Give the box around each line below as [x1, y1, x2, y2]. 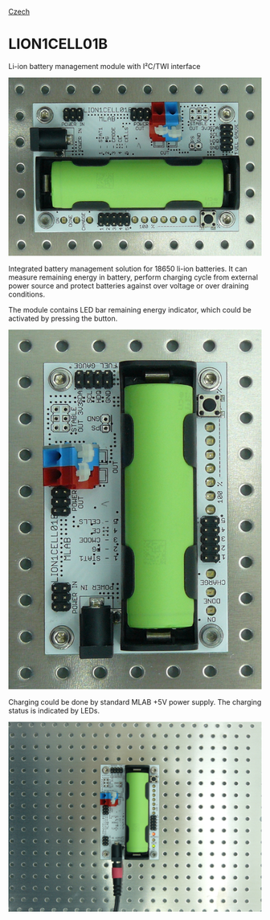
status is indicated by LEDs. [8, 706, 100, 716]
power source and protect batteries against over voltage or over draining [8, 281, 249, 291]
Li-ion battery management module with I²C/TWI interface [8, 61, 201, 71]
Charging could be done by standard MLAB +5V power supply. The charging [8, 697, 262, 707]
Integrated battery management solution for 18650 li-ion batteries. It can [8, 264, 247, 274]
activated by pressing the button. [8, 313, 118, 324]
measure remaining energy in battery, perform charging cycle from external [8, 272, 259, 282]
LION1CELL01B [8, 35, 108, 53]
